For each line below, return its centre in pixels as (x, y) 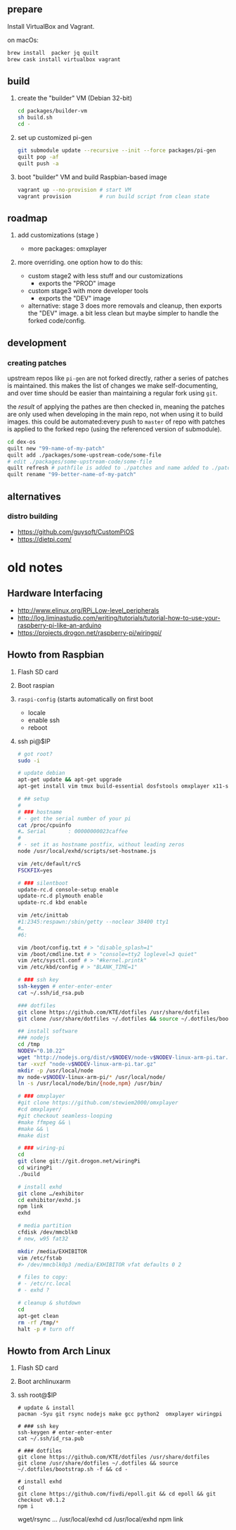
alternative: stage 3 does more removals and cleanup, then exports (125, 306)
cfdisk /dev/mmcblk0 (47, 1232)
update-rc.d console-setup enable (68, 889)
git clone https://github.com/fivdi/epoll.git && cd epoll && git (117, 1494)
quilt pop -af (38, 157)
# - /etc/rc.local (44, 1284)
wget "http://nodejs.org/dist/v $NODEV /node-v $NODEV (94, 1057)
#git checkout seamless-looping (65, 1116)
